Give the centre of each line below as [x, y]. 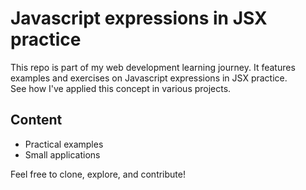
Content [36, 120]
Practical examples [64, 144]
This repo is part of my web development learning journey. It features [153, 67]
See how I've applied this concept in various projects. [121, 88]
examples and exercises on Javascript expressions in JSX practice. [149, 78]
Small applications [62, 154]
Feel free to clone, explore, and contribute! [98, 174]
